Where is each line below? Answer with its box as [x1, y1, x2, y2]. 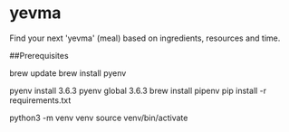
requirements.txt [9, 94, 72, 106]
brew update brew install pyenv [9, 67, 127, 79]
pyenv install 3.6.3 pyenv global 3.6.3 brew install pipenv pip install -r [9, 85, 267, 96]
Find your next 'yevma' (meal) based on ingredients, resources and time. [9, 33, 281, 43]
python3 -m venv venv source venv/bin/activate [9, 112, 188, 123]
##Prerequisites [9, 50, 70, 61]
